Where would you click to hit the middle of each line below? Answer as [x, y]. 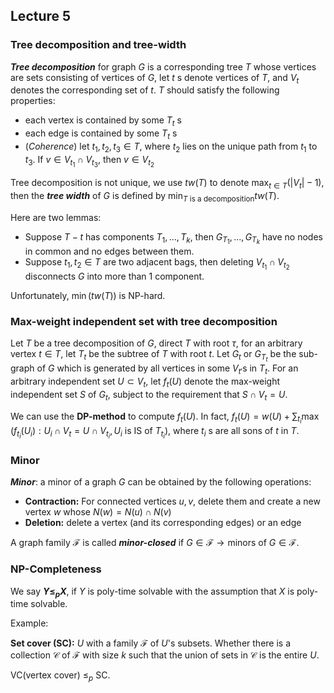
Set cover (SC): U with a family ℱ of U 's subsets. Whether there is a [151, 643]
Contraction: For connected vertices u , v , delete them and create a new [172, 501]
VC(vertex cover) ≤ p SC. [60, 676]
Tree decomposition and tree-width [98, 45]
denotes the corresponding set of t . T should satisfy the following [145, 90]
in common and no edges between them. [109, 251]
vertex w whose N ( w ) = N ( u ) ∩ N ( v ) [98, 512]
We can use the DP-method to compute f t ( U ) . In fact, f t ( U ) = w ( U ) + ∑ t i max [165, 418]
